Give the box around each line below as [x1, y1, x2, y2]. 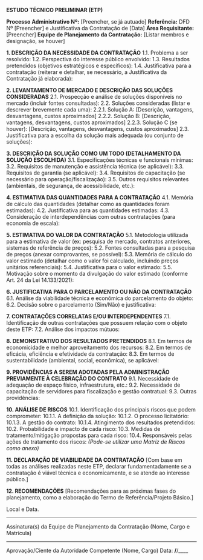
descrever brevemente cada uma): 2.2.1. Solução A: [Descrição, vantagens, [6, 106, 194, 113]
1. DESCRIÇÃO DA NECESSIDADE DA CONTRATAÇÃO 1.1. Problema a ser [6, 49, 188, 56]
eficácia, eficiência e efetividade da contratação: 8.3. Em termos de [6, 350, 175, 358]
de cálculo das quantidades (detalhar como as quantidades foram [6, 201, 170, 207]
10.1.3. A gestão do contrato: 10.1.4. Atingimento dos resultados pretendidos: [6, 419, 196, 426]
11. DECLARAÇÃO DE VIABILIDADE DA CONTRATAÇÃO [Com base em [6, 456, 182, 464]
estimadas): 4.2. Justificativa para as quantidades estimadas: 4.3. [6, 207, 170, 214]
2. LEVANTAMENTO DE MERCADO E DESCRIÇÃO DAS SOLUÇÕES [6, 87, 173, 94]
